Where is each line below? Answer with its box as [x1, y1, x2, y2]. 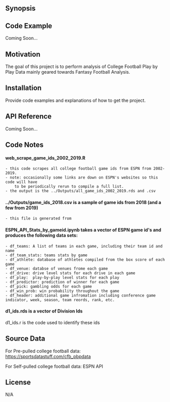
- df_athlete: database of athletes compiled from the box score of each [5, 257, 165, 262]
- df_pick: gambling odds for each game [5, 284, 93, 289]
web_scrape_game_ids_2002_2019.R [5, 154, 86, 161]
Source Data [5, 334, 45, 343]
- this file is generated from [5, 216, 72, 221]
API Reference [5, 112, 52, 121]
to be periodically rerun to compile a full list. [14, 184, 124, 189]
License [5, 378, 31, 387]
